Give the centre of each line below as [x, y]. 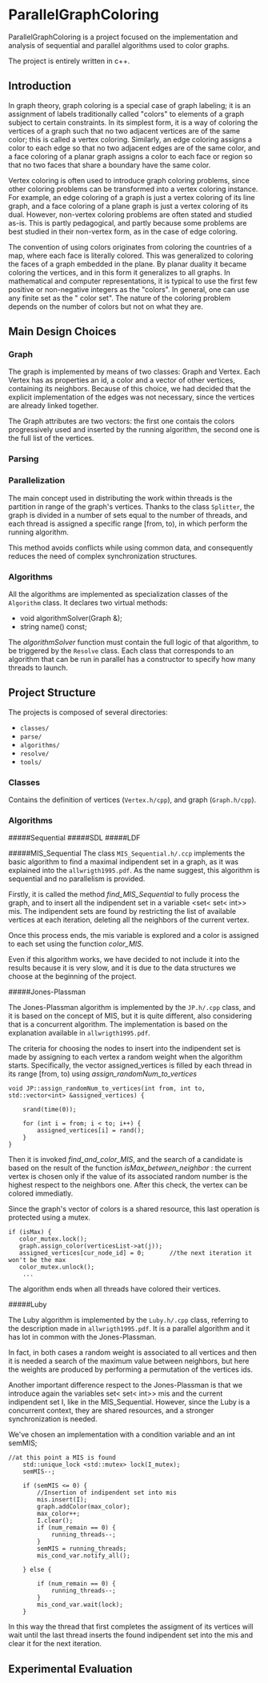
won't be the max [37, 1260]
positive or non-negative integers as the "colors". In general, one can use [129, 289]
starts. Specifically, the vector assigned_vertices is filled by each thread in [130, 1065]
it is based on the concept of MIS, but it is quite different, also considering [130, 1016]
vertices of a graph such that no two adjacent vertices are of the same [124, 130]
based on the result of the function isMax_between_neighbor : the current [130, 1168]
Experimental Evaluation [71, 1669]
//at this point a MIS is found [62, 1458]
